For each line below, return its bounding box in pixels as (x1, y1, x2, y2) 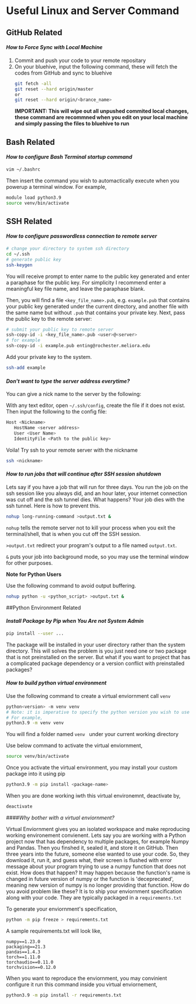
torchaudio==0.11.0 (6, 959, 54, 965)
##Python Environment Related (6, 604, 81, 611)
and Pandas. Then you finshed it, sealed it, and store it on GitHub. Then (6, 844, 178, 851)
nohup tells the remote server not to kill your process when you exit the (6, 524, 176, 531)
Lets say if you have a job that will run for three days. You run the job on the (6, 483, 188, 490)
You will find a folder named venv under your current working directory (6, 731, 179, 738)
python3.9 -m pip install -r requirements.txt (6, 992, 122, 998)
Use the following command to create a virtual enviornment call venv (6, 692, 171, 699)
